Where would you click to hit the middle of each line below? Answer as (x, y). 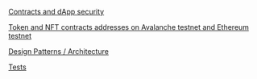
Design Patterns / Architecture (58, 51)
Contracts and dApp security (56, 12)
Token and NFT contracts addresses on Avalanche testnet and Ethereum (129, 27)
